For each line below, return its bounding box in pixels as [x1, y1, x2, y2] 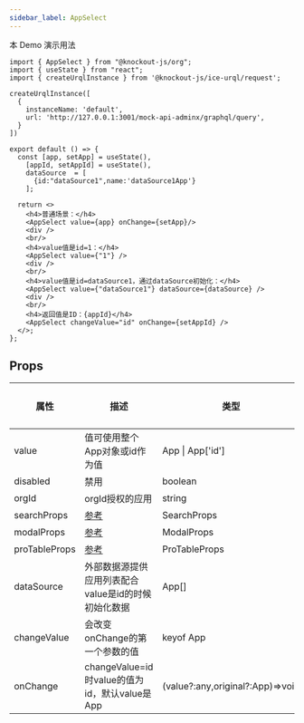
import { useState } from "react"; [9, 65, 144, 74]
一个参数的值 [84, 645, 139, 658]
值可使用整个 [84, 431, 139, 444]
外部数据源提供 [84, 561, 148, 574]
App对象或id [84, 445, 138, 458]
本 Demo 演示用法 [9, 39, 76, 50]
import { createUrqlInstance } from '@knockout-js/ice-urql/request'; [9, 73, 281, 82]
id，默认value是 [84, 688, 152, 700]
